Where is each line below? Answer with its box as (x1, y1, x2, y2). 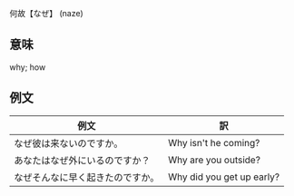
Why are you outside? (167, 153, 261, 166)
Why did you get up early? (167, 171, 279, 183)
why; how (9, 62, 46, 73)
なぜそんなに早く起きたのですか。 (14, 171, 160, 183)
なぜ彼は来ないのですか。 (14, 137, 123, 150)
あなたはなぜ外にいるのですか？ (14, 153, 152, 166)
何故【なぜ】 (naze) (9, 8, 83, 18)
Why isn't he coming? (167, 136, 260, 149)
